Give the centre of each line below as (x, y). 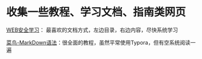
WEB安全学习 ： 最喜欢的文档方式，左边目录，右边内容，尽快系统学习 (92, 30)
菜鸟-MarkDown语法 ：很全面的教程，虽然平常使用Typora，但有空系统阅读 (99, 42)
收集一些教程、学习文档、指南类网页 (96, 12)
